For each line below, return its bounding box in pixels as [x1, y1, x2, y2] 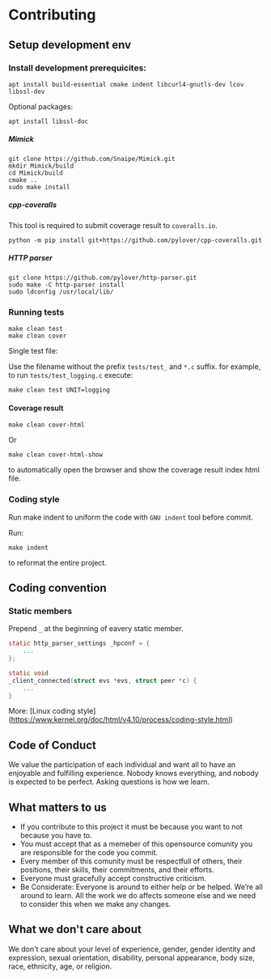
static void [8, 669, 49, 677]
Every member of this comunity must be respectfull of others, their [19, 856, 243, 867]
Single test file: [8, 346, 58, 356]
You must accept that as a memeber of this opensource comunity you [19, 839, 253, 849]
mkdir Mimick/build [8, 162, 74, 170]
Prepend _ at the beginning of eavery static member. [8, 624, 184, 634]
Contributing [8, 6, 96, 24]
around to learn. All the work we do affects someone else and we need [19, 891, 256, 901]
